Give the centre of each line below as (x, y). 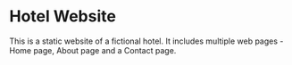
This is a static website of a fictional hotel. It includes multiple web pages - (146, 41)
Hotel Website (63, 16)
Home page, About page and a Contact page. (93, 50)
